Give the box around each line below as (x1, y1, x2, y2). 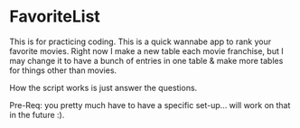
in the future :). (9, 109, 65, 120)
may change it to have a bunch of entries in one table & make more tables (9, 55, 284, 66)
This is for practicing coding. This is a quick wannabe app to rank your (9, 36, 272, 47)
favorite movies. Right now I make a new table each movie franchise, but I (9, 45, 284, 56)
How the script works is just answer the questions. (9, 82, 198, 93)
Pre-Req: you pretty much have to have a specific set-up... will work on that (9, 99, 291, 110)
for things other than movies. (9, 65, 117, 76)
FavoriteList (9, 6, 101, 27)
